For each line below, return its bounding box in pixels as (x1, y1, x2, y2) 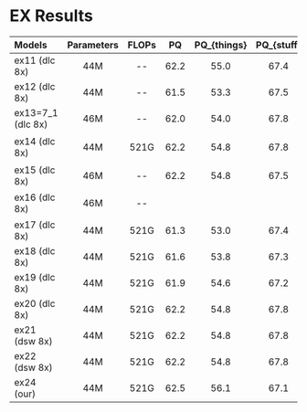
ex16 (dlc (14, 191, 56, 204)
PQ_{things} (194, 38, 248, 51)
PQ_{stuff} (255, 38, 302, 51)
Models (14, 38, 48, 51)
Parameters (67, 38, 119, 51)
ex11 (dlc (14, 54, 56, 67)
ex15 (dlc (14, 164, 56, 176)
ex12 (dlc (14, 79, 56, 92)
